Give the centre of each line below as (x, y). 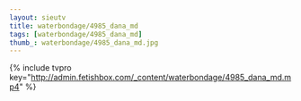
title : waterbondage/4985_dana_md (74, 26)
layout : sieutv (38, 17)
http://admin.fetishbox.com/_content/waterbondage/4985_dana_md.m (161, 78)
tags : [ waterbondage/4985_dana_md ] (76, 34)
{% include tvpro (40, 68)
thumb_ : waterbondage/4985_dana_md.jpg (84, 42)
